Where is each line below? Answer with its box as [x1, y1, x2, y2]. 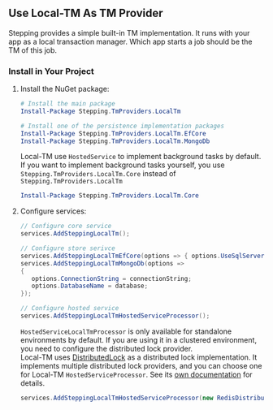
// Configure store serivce [19, 244, 115, 252]
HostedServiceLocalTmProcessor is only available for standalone [19, 326, 232, 336]
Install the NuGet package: [19, 84, 110, 94]
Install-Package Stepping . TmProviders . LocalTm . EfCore [19, 129, 206, 137]
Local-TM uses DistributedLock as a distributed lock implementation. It [19, 352, 258, 362]
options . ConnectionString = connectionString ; [31, 274, 193, 283]
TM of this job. [8, 45, 58, 55]
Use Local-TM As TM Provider [8, 6, 164, 20]
